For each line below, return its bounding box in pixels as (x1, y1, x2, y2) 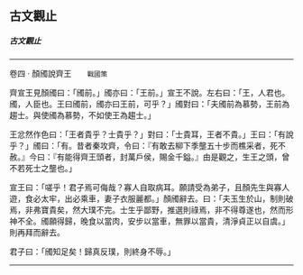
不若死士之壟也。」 (9, 163, 77, 174)
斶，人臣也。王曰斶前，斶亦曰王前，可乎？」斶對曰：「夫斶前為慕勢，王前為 (9, 98, 290, 110)
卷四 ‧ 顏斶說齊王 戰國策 (9, 69, 108, 79)
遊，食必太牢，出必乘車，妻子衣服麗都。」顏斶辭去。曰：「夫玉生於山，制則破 (9, 193, 294, 205)
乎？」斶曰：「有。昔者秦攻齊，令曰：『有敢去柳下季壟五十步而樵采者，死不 (9, 141, 286, 151)
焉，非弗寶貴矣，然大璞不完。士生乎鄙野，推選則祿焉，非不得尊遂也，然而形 (9, 205, 294, 215)
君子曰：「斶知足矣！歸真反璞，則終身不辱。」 (9, 246, 176, 257)
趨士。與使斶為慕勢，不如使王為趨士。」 (9, 110, 156, 121)
